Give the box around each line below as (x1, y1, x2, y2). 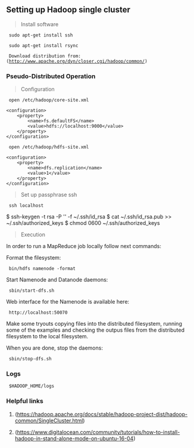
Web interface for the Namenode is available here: (6, 298, 130, 305)
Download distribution (8, 53, 65, 59)
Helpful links (6, 397, 43, 405)
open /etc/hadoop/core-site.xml (8, 97, 89, 103)
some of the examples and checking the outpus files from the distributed (6, 326, 185, 333)
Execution (20, 231, 46, 238)
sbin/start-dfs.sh (8, 288, 55, 294)
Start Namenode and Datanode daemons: (6, 276, 108, 283)
